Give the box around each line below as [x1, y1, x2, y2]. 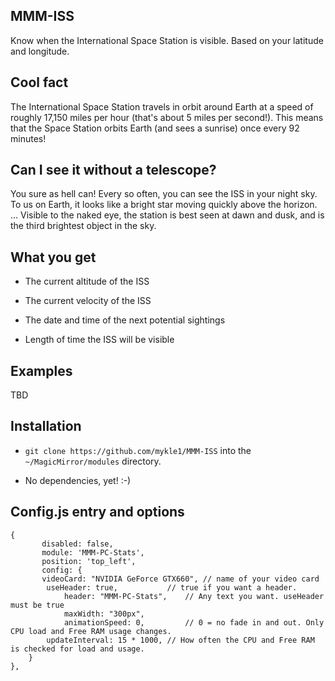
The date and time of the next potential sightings [24, 314, 226, 326]
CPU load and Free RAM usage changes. [10, 626, 172, 636]
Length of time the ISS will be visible [24, 334, 175, 346]
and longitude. [10, 45, 70, 57]
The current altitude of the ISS [24, 275, 150, 288]
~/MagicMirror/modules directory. [24, 455, 162, 467]
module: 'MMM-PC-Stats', [41, 547, 145, 558]
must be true [10, 600, 65, 610]
